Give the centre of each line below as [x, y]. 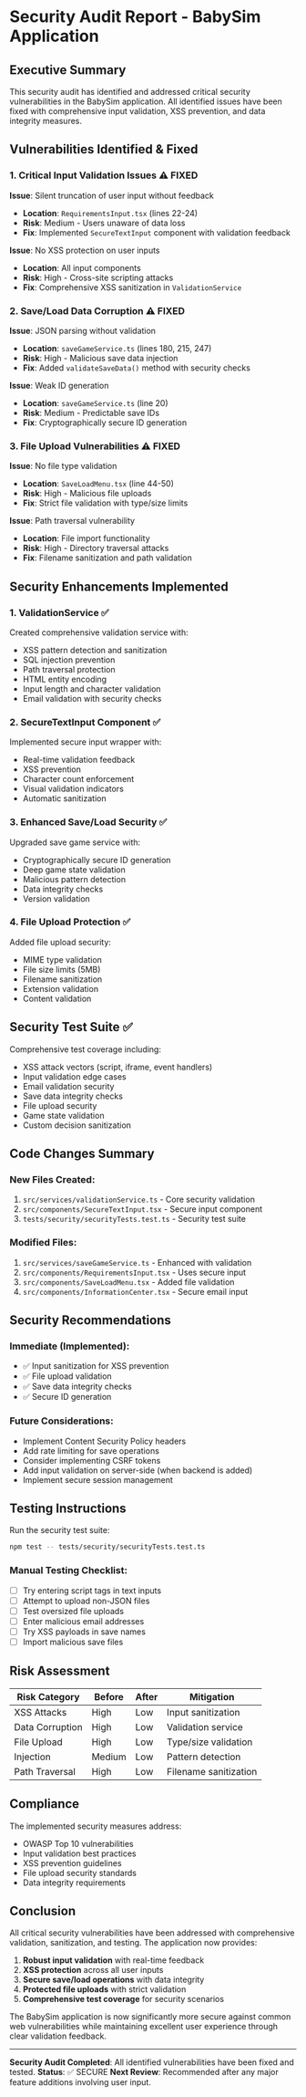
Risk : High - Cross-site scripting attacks [98, 277]
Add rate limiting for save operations [91, 1450]
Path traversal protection [69, 669]
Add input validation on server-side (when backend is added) [138, 1470]
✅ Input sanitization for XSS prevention [96, 1366]
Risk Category [48, 1696]
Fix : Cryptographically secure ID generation [105, 423]
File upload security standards [79, 1873]
